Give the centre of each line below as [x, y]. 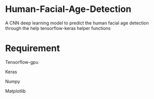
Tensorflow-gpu [22, 62]
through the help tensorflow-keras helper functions [58, 28]
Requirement [32, 49]
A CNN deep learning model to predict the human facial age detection [77, 23]
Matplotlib [15, 91]
